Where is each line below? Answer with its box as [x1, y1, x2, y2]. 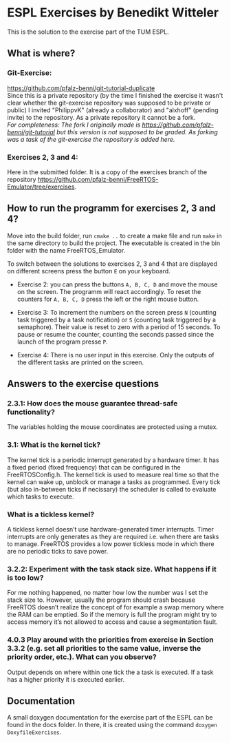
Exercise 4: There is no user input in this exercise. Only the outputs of [16, 350, 214, 359]
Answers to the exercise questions [7, 378, 159, 390]
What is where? [7, 48, 76, 59]
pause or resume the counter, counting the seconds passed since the [16, 330, 214, 338]
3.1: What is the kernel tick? [7, 440, 101, 450]
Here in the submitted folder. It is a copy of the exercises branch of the [7, 167, 208, 176]
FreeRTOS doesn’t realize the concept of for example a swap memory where [7, 603, 224, 611]
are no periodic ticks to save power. [7, 547, 109, 556]
